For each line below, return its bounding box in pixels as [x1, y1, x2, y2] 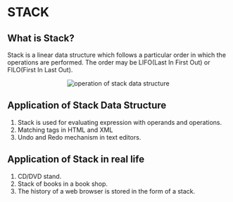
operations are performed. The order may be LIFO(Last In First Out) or [7, 58, 210, 67]
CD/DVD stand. [17, 172, 62, 180]
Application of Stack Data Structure [7, 100, 167, 112]
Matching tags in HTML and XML [17, 126, 113, 134]
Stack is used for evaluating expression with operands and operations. [17, 118, 222, 126]
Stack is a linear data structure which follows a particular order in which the [7, 50, 227, 59]
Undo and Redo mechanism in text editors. [17, 133, 141, 141]
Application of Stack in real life [7, 154, 145, 166]
